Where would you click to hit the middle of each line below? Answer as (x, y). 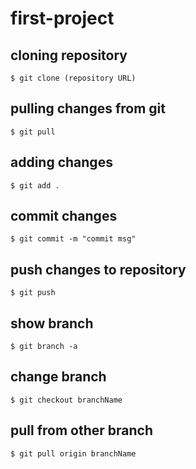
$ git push (33, 293)
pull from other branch (82, 430)
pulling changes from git (88, 108)
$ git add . (35, 185)
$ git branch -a (44, 347)
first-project (62, 18)
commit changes (64, 216)
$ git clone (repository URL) (73, 78)
